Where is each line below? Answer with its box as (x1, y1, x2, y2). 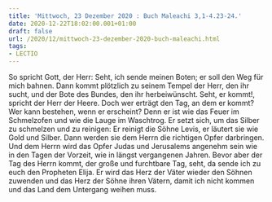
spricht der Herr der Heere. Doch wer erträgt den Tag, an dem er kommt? (8, 99, 255, 108)
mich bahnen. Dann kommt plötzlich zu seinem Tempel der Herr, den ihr (8, 81, 250, 90)
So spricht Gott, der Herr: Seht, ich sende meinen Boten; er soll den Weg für (8, 72, 264, 81)
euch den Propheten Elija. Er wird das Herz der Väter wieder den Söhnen (8, 168, 252, 177)
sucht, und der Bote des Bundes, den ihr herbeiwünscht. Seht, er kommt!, (8, 90, 255, 99)
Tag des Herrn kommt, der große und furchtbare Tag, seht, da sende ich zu (8, 159, 261, 168)
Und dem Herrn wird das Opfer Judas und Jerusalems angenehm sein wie (8, 142, 258, 151)
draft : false (8, 27, 53, 35)
